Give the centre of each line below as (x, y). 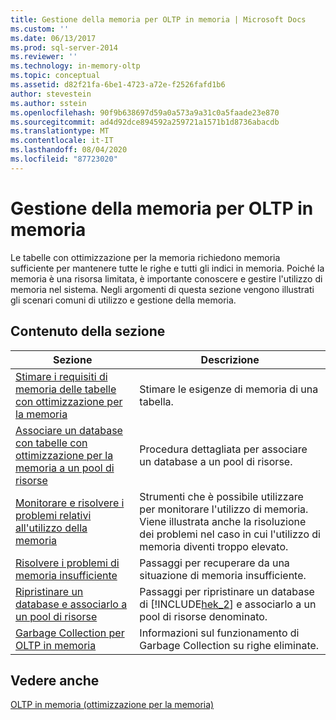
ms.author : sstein (48, 103)
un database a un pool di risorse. (216, 461)
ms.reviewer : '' (44, 57)
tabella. (156, 401)
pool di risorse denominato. (203, 616)
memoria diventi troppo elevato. (214, 546)
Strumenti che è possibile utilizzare (221, 496)
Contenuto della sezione (88, 331)
